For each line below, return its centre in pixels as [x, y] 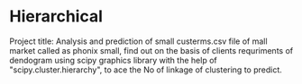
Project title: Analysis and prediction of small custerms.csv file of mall [138, 41]
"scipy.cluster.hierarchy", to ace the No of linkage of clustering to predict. [146, 70]
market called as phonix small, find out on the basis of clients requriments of [151, 50]
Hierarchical [56, 17]
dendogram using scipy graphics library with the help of [114, 60]
